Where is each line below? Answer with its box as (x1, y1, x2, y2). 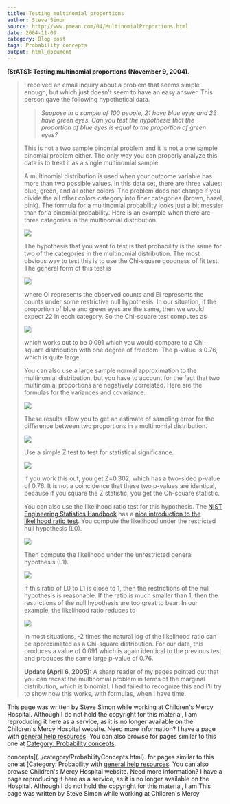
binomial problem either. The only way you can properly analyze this (23, 151, 218, 159)
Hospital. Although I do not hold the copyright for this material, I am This (7, 782, 211, 790)
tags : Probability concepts (7, 42, 88, 49)
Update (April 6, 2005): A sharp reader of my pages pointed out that (23, 667, 219, 675)
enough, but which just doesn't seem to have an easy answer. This (23, 87, 213, 96)
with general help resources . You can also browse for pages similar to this (7, 732, 216, 740)
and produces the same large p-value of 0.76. (23, 654, 154, 662)
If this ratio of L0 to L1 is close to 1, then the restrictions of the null (23, 584, 210, 592)
